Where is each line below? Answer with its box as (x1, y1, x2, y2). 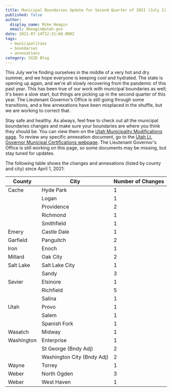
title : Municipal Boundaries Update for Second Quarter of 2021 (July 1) (5, 7, 167, 13)
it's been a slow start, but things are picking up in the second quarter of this (5, 91, 166, 98)
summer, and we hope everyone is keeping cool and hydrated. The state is (5, 75, 163, 81)
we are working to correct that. (5, 107, 71, 114)
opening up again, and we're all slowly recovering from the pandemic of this (5, 80, 166, 86)
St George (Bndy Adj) (42, 345, 93, 352)
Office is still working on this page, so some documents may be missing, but (5, 145, 167, 151)
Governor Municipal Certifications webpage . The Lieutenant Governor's (5, 139, 157, 145)
